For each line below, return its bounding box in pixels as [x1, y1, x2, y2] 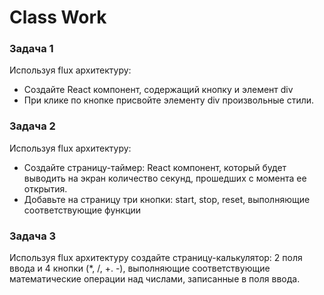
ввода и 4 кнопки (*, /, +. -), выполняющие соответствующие [9, 262, 271, 275]
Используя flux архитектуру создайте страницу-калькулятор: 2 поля [9, 252, 303, 264]
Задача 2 [9, 119, 56, 133]
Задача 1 [9, 42, 54, 56]
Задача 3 [9, 229, 57, 243]
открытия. [23, 182, 68, 195]
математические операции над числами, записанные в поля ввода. [9, 273, 301, 285]
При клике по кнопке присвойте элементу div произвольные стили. [23, 94, 315, 106]
